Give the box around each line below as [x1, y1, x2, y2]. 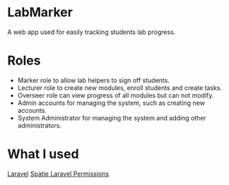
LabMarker [7, 4, 73, 21]
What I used [7, 146, 79, 162]
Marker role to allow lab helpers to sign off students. [17, 76, 170, 84]
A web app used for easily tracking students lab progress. [7, 28, 176, 36]
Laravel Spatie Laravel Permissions [7, 169, 110, 178]
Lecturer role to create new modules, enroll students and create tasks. [17, 83, 223, 92]
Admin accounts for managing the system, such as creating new [17, 99, 205, 107]
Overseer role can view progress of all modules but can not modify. [17, 91, 214, 99]
